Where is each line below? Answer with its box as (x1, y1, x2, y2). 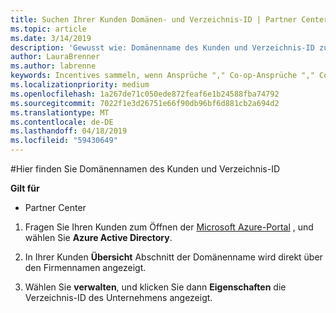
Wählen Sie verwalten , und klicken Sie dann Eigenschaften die (24, 281, 287, 293)
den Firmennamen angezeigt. (24, 262, 147, 273)
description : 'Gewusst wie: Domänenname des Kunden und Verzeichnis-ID (10, 42, 315, 53)
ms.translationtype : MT (10, 107, 110, 118)
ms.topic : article (10, 24, 87, 34)
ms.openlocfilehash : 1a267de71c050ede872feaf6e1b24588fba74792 (10, 89, 280, 99)
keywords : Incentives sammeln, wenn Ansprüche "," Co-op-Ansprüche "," (10, 71, 315, 81)
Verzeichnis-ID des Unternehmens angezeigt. (24, 292, 213, 303)
